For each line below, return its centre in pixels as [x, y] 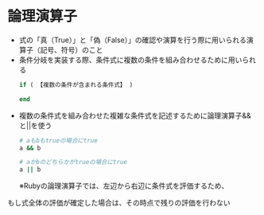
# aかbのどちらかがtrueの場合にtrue [73, 162]
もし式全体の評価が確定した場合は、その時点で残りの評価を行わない [119, 203]
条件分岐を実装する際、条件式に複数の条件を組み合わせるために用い [130, 60]
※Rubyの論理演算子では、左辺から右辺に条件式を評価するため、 [124, 186]
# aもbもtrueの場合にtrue [58, 140]
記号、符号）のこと [72, 49]
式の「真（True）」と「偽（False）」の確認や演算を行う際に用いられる [133, 40]
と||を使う [35, 125]
